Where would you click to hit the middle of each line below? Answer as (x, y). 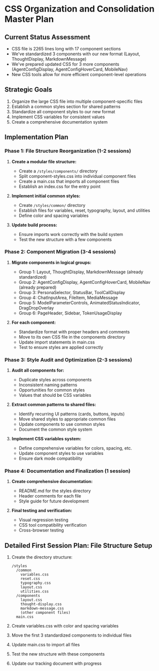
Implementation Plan (37, 137)
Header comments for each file (50, 496)
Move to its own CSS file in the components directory (72, 337)
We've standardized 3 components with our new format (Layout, (76, 54)
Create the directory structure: (42, 557)
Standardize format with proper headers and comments (74, 332)
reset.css (30, 579)
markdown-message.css (42, 609)
